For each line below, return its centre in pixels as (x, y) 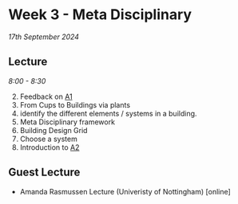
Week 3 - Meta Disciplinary (100, 15)
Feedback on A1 (46, 96)
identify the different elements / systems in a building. (108, 113)
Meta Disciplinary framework (67, 122)
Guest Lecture (44, 173)
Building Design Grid (54, 130)
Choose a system (48, 139)
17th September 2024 (44, 37)
